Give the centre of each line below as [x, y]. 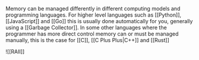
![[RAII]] [15, 52]
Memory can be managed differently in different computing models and [93, 9]
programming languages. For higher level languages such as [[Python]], [94, 15]
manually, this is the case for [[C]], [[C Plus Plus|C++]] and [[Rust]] [88, 40]
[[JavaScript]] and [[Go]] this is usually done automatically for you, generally [99, 21]
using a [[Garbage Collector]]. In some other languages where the [86, 27]
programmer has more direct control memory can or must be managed [92, 34]
